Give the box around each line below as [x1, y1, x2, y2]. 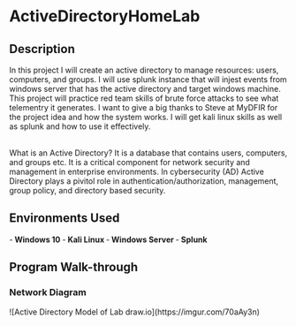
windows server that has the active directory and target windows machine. [9, 84, 281, 94]
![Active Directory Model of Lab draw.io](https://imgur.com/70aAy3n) [9, 307, 261, 317]
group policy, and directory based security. [9, 186, 166, 195]
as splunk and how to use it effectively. [9, 121, 151, 132]
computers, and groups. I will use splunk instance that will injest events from [9, 74, 287, 85]
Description [9, 42, 75, 57]
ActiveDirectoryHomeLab [9, 6, 201, 27]
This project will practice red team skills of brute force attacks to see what [9, 93, 279, 103]
